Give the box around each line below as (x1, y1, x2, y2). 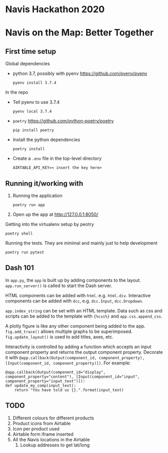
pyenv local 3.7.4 (12, 109, 52, 114)
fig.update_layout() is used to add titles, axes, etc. (5, 333, 114, 339)
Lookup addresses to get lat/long (20, 442, 90, 448)
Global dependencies (5, 61, 50, 67)
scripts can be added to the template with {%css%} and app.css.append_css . (5, 313, 163, 319)
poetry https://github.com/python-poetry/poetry (12, 118, 114, 124)
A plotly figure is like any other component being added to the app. (5, 323, 146, 329)
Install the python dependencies (12, 136, 80, 143)
